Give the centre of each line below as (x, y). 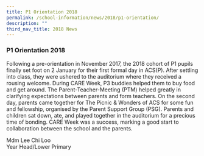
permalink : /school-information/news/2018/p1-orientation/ (83, 18)
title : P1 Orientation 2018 (42, 12)
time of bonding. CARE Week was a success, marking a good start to (93, 122)
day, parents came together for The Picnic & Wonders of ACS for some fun (100, 102)
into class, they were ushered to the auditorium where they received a (94, 76)
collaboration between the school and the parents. (69, 128)
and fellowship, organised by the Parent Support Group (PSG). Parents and (100, 109)
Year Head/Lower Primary (39, 146)
